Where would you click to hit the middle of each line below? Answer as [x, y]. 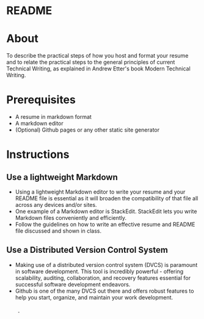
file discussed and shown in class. [58, 231]
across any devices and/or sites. [56, 205]
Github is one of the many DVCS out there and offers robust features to [104, 291]
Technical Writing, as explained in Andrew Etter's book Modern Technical [98, 69]
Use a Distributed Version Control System [87, 250]
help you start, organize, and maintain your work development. [94, 297]
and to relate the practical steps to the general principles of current [91, 62]
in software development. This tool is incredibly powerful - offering [99, 271]
